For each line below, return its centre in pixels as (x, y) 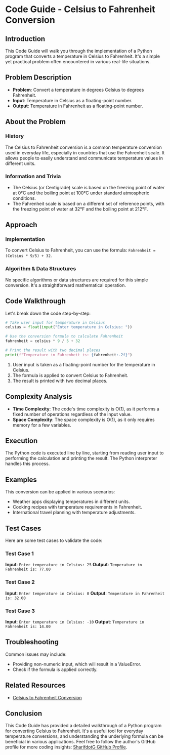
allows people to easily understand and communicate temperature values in (84, 158)
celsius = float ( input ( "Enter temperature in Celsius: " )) (69, 327)
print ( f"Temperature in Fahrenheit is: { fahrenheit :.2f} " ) (69, 355)
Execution (22, 441)
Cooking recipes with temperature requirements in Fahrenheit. (77, 507)
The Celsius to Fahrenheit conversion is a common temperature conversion (83, 147)
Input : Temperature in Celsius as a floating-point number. (72, 100)
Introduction (25, 39)
